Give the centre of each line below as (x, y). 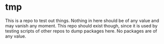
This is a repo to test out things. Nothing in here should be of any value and (82, 21)
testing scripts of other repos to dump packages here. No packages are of (81, 31)
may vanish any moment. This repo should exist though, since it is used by (82, 25)
